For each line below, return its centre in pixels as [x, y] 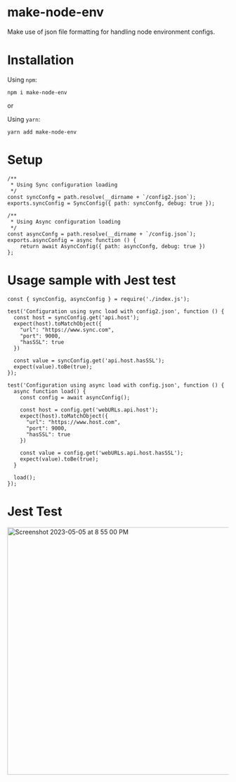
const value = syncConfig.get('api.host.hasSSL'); [89, 360]
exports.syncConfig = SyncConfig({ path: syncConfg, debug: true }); [111, 203]
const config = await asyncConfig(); [75, 397]
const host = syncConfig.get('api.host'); [77, 317]
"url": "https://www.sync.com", [67, 330]
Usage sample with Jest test [92, 280]
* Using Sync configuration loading [64, 185]
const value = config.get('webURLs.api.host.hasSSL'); [102, 453]
